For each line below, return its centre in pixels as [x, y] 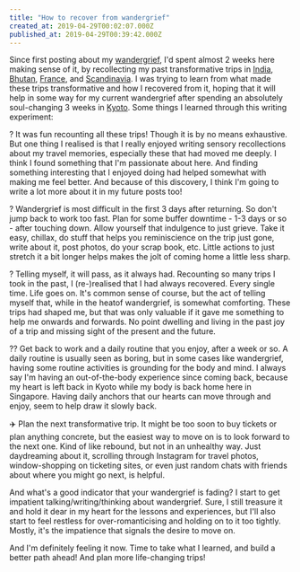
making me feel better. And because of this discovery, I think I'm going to [144, 182]
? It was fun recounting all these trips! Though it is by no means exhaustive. [149, 135]
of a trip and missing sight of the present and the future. [113, 331]
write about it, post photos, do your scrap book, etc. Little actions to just [142, 247]
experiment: [31, 117]
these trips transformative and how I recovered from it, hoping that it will [142, 88]
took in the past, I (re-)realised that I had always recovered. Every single [142, 284]
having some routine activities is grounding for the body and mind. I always [148, 368]
